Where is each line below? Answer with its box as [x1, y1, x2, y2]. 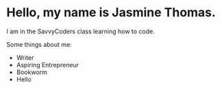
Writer [16, 53, 34, 62]
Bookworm [16, 68, 47, 76]
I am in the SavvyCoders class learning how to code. [6, 27, 155, 35]
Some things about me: [6, 40, 73, 48]
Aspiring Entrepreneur [16, 60, 79, 69]
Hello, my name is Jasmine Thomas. [6, 5, 217, 20]
